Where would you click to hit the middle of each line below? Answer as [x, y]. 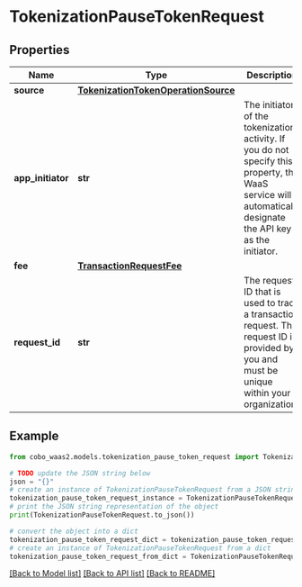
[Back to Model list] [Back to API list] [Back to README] [112, 573]
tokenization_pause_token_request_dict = [88, 539]
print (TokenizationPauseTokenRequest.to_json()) [102, 515]
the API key [268, 229]
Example [34, 436]
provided [262, 348]
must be [261, 370]
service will [268, 195]
